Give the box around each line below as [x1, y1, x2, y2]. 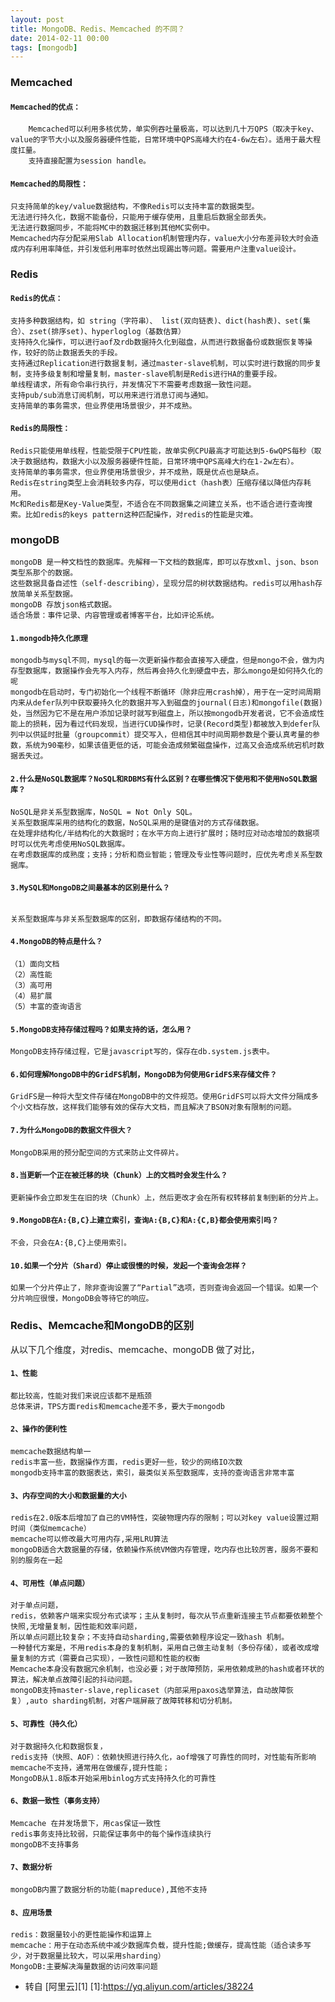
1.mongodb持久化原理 [10, 633, 88, 643]
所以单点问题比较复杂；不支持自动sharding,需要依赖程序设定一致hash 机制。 [10, 1632, 290, 1643]
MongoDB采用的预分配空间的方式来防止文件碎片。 [10, 1147, 184, 1158]
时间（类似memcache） [10, 1524, 92, 1534]
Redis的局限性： [10, 424, 71, 434]
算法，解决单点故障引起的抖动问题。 [10, 1675, 138, 1685]
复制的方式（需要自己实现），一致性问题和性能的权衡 [17, 1654, 201, 1664]
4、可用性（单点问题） [10, 1578, 90, 1588]
